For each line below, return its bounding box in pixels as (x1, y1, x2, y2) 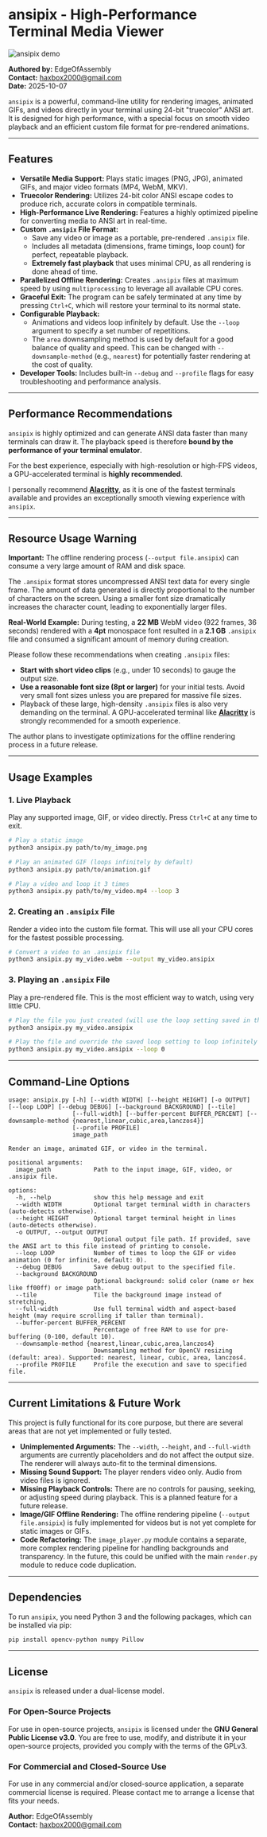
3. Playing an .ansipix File (8, 974, 110, 985)
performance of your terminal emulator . (8, 445, 143, 454)
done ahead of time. (31, 267, 98, 276)
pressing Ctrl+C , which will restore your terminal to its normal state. (19, 300, 241, 310)
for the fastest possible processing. (8, 933, 125, 942)
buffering (8, 1332, 41, 1340)
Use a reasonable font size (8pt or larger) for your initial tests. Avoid (19, 682, 245, 692)
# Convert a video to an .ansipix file (8, 948, 141, 956)
